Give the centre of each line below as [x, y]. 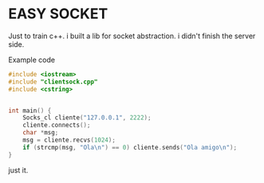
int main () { [30, 111]
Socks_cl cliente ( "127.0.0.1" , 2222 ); [87, 118]
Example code [32, 60]
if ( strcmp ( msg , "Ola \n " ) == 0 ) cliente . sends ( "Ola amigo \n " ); [130, 147]
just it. [18, 170]
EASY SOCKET [58, 14]
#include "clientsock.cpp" [53, 82]
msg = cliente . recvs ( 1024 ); [69, 140]
